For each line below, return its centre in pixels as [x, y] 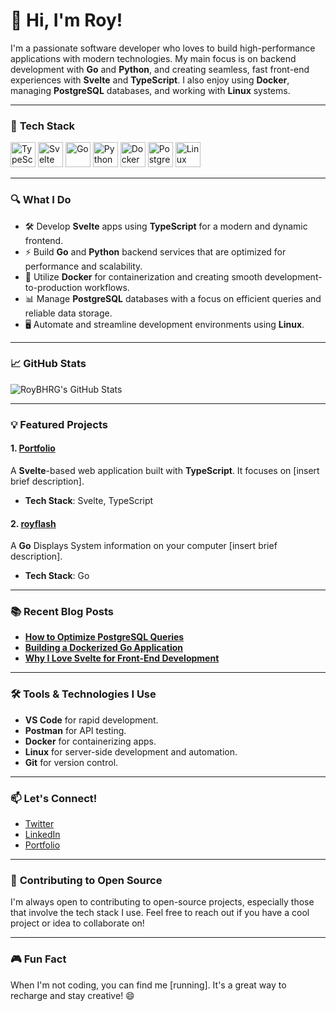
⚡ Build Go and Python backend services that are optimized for [155, 251]
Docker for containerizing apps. [90, 741]
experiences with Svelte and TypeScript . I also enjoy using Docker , [150, 80]
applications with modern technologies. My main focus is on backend [153, 58]
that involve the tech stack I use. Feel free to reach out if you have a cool [160, 913]
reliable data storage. [68, 313]
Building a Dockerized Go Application [103, 648]
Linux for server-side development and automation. [131, 751]
